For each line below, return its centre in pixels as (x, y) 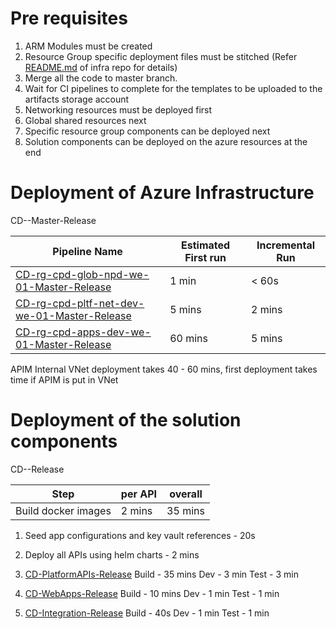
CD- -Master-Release (53, 220)
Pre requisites (69, 18)
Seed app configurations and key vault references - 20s (140, 535)
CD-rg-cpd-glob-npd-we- (82, 274)
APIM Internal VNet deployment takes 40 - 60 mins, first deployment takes (164, 369)
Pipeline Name (87, 251)
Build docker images (63, 510)
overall (186, 494)
